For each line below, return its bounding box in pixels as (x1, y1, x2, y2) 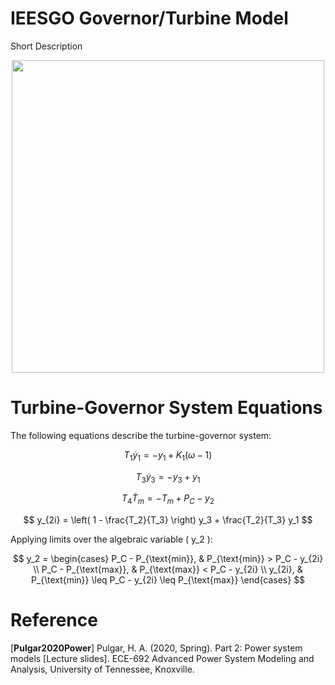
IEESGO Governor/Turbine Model (10, 7, 289, 30)
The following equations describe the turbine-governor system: (10, 429, 272, 441)
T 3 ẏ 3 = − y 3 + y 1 (135, 470, 201, 485)
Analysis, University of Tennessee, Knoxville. (10, 663, 195, 676)
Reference (10, 609, 98, 632)
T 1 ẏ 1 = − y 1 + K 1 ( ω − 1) (123, 448, 213, 463)
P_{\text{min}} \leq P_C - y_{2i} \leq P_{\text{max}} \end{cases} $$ (30, 574, 306, 586)
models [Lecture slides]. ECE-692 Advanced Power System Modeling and (10, 653, 315, 665)
